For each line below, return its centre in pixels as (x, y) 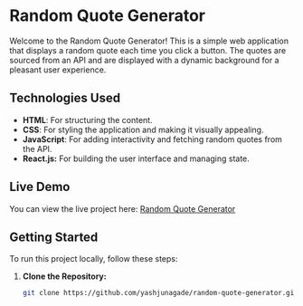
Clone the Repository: (64, 276)
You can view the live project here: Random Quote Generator (123, 208)
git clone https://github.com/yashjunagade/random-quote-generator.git (160, 293)
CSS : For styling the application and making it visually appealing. (143, 129)
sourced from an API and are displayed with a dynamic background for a (144, 60)
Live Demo (40, 187)
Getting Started (54, 237)
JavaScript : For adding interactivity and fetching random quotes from (152, 139)
